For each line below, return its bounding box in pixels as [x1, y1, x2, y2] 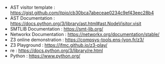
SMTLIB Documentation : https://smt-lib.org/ [10, 26, 104, 32]
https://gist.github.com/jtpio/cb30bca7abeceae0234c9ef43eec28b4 [10, 10, 154, 16]
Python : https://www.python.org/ [10, 53, 81, 59]
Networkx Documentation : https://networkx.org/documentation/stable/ [10, 31, 160, 37]
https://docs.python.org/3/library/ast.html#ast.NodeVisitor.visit [10, 20, 142, 26]
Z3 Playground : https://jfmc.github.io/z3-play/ [10, 42, 108, 48]
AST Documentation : [10, 15, 55, 21]
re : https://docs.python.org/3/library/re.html [10, 48, 103, 53]
